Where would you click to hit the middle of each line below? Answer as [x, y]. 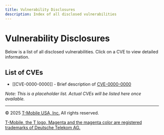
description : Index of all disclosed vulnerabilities [61, 14]
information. [17, 57]
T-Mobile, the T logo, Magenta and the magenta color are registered [74, 122]
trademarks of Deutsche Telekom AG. [43, 128]
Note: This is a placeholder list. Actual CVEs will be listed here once [73, 94]
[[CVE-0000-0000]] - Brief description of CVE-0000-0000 [72, 84]
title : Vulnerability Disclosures [40, 10]
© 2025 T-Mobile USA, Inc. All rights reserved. [52, 113]
